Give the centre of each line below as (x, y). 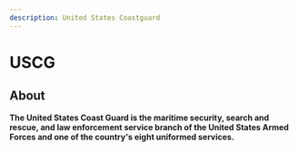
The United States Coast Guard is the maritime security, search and (139, 118)
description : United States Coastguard (85, 18)
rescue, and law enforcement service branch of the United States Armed (149, 127)
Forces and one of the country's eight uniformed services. (122, 137)
